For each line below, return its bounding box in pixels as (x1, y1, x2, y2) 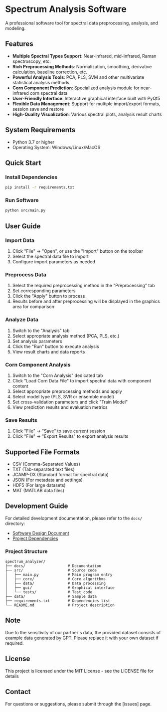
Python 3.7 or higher (12, 139, 55, 145)
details (5, 673, 19, 679)
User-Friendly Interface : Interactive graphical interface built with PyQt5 (12, 95, 161, 101)
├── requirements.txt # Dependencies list (5, 598, 111, 604)
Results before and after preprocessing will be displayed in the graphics (12, 298, 161, 305)
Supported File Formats (5, 448, 80, 456)
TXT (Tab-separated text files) (12, 466, 75, 472)
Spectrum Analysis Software (5, 3, 127, 15)
